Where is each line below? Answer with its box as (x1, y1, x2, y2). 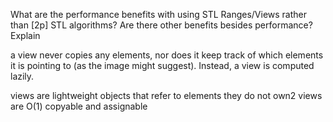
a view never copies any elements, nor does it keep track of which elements (10, 49, 324, 61)
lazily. (10, 70, 35, 82)
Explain (10, 30, 41, 41)
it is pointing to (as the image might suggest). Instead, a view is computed (10, 60, 315, 71)
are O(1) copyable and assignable (10, 100, 148, 112)
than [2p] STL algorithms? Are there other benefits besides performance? (10, 19, 313, 31)
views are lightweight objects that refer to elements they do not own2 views (10, 90, 323, 101)
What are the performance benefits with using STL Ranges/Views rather (10, 9, 308, 20)
